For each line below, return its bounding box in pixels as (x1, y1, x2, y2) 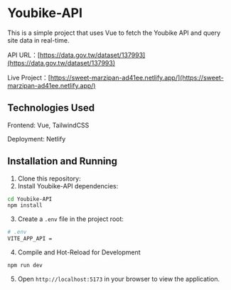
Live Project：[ (7, 73, 51, 82)
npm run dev (7, 262, 43, 269)
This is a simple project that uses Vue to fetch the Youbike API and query (7, 28, 221, 37)
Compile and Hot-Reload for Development (17, 248, 141, 257)
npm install (7, 202, 43, 209)
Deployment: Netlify (7, 134, 66, 143)
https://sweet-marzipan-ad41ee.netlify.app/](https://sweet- (50, 73, 224, 82)
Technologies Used (7, 102, 95, 114)
